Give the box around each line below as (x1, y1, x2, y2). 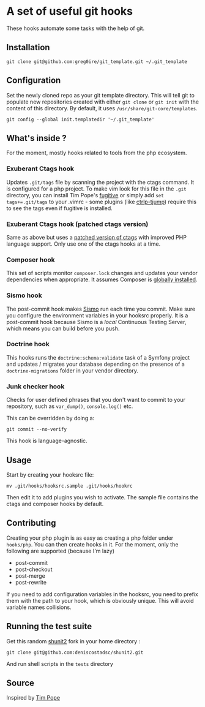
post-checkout (15, 565, 53, 573)
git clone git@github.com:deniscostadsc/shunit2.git (6, 649, 144, 656)
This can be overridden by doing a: (6, 415, 95, 422)
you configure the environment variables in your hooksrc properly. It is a (6, 311, 188, 319)
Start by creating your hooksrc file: (6, 471, 94, 478)
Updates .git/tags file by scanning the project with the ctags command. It (6, 178, 195, 186)
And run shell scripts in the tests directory (6, 660, 113, 667)
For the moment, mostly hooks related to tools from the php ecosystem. (6, 149, 187, 157)
